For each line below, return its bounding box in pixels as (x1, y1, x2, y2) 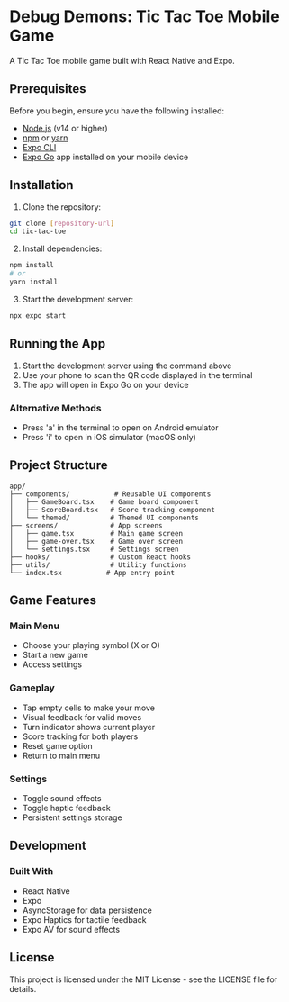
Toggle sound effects (22, 793, 102, 804)
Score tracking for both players (22, 731, 139, 742)
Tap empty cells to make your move (22, 702, 156, 713)
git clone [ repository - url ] (9, 219, 115, 228)
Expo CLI (22, 141, 57, 152)
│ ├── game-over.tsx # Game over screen (9, 537, 183, 546)
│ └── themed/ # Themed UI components (9, 513, 200, 522)
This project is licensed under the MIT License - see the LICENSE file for (9, 974, 277, 985)
